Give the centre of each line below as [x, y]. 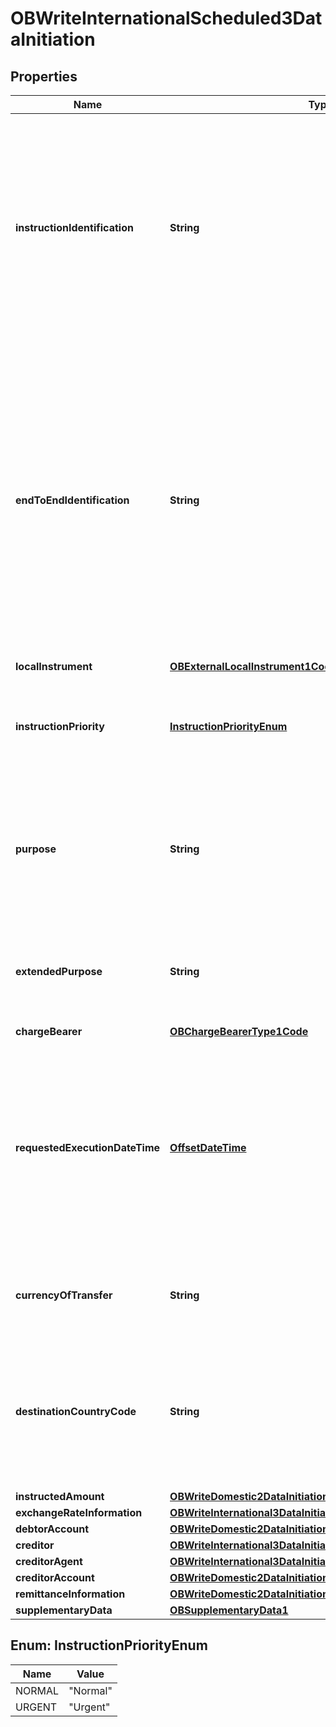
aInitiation [53, 39]
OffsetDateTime [208, 1147]
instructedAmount [60, 1496]
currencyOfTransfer [64, 1295]
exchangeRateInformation [79, 1512]
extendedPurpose [59, 971]
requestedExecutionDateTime [88, 1147]
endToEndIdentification [72, 500]
